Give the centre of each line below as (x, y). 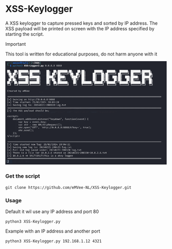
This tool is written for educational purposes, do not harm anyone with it (81, 54)
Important (16, 44)
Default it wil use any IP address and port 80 (52, 212)
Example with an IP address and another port (53, 231)
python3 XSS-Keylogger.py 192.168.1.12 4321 (53, 241)
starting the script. (25, 34)
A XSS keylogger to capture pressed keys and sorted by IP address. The (81, 23)
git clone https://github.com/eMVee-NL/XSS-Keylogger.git (68, 187)
